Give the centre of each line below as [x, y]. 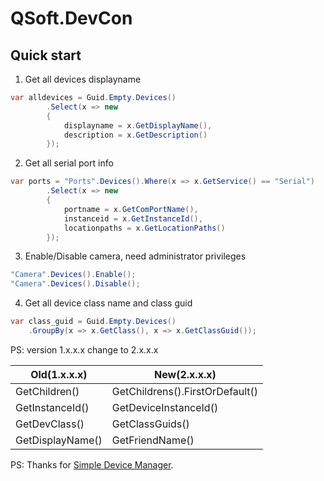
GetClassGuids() [150, 424]
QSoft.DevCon [71, 18]
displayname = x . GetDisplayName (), [138, 125]
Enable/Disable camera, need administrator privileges [135, 256]
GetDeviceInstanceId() [165, 407]
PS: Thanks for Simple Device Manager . [92, 464]
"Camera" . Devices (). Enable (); [73, 275]
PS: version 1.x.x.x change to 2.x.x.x [84, 349]
